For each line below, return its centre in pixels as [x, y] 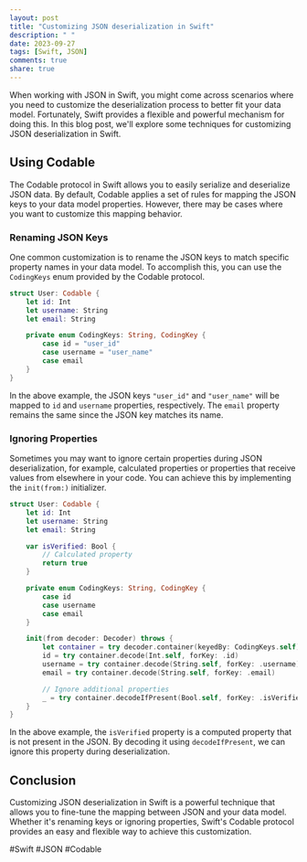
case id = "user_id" [81, 344]
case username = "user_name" [98, 353]
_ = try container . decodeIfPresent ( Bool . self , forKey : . [153, 697]
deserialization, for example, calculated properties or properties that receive [153, 468]
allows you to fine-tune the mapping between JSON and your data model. [148, 812]
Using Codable [53, 162]
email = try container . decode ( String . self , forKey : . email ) [159, 673]
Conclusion [43, 780]
